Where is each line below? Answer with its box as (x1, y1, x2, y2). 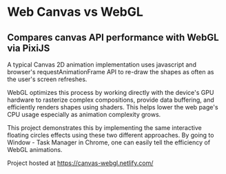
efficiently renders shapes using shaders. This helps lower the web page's (7, 103, 218, 111)
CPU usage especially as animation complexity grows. (7, 111, 161, 118)
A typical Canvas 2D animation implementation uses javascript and (7, 61, 196, 69)
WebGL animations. (7, 146, 63, 153)
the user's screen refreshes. (7, 75, 88, 83)
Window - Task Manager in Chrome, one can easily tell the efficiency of (7, 138, 211, 146)
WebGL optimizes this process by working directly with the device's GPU (7, 89, 214, 96)
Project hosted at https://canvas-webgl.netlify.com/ (7, 159, 154, 167)
